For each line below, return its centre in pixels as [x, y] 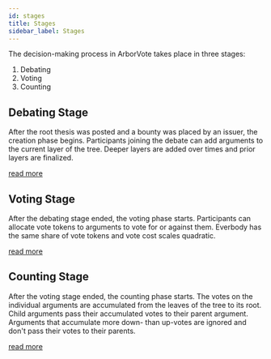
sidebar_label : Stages [47, 31]
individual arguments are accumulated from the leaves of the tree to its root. [135, 305]
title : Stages [32, 24]
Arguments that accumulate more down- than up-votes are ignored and [127, 322]
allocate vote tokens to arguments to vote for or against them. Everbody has [135, 227]
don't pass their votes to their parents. [72, 331]
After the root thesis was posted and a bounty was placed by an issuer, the [133, 132]
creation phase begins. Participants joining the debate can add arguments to [136, 141]
